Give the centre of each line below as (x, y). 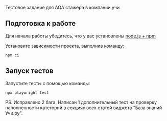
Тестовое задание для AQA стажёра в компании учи (63, 7)
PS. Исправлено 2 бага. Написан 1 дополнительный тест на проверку (81, 102)
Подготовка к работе (41, 23)
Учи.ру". (14, 113)
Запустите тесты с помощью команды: (48, 83)
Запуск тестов (29, 71)
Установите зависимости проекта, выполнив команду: (65, 46)
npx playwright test (27, 93)
